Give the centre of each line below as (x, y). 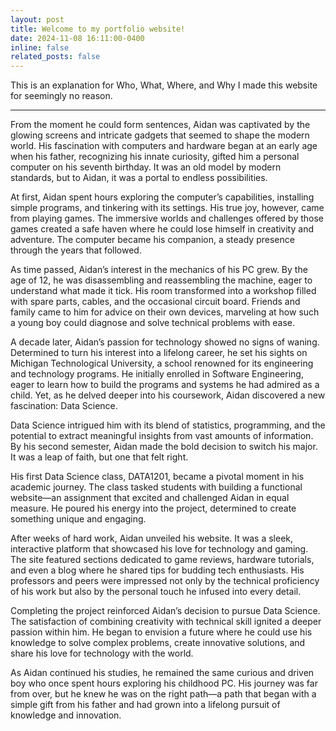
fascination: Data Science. (64, 406)
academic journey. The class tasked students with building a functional (156, 487)
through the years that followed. (76, 250)
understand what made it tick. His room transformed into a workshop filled (163, 291)
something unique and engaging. (78, 519)
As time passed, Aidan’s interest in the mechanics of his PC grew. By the (159, 270)
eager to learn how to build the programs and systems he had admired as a (165, 385)
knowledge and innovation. (66, 715)
